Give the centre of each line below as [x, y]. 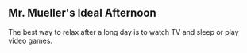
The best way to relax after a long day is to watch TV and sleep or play [124, 32]
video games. [31, 40]
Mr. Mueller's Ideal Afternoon [82, 13]
